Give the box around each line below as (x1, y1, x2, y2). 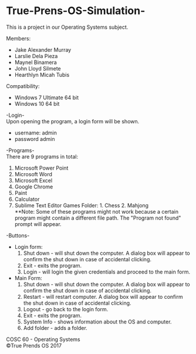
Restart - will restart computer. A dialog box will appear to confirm (23, 293, 183, 300)
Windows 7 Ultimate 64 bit (14, 94, 79, 101)
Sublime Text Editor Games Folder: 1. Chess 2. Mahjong (14, 201, 148, 209)
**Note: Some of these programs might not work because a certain (14, 208, 179, 215)
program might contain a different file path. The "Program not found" (14, 214, 181, 221)
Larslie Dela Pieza (14, 52, 58, 59)
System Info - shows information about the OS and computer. (23, 318, 172, 325)
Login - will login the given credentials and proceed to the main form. (23, 268, 191, 275)
